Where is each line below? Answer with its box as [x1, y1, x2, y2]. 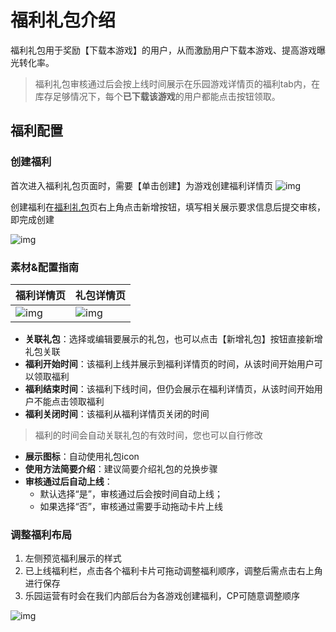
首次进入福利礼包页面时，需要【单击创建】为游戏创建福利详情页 [10, 179, 273, 191]
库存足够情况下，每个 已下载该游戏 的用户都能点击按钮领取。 [34, 90, 281, 102]
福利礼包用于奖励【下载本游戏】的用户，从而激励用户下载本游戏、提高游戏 [10, 44, 317, 56]
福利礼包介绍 [10, 9, 117, 32]
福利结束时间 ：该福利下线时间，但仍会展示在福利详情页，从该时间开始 [24, 382, 315, 395]
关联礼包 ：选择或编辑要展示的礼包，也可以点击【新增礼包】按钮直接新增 [24, 332, 323, 345]
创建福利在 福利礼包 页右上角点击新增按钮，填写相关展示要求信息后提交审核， [10, 201, 326, 213]
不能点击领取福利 [33, 395, 105, 407]
